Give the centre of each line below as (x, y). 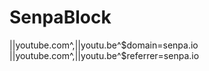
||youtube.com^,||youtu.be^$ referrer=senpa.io (104, 55)
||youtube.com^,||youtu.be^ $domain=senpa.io (104, 45)
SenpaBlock (60, 17)
